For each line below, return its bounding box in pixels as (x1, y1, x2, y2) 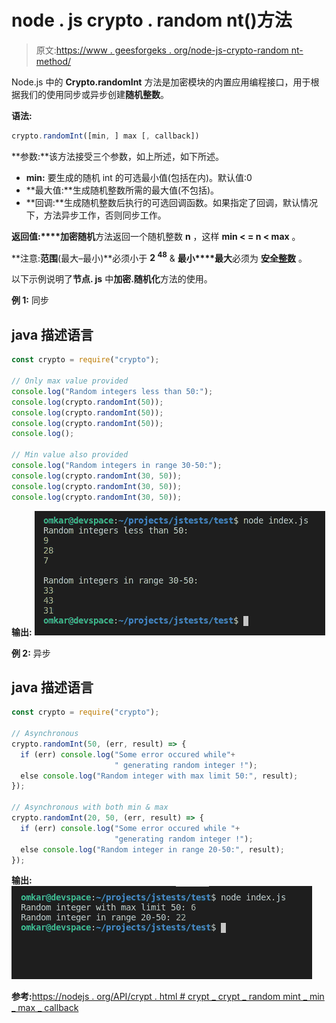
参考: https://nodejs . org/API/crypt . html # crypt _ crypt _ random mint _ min (11, 991, 325, 1003)
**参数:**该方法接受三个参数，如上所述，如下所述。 (11, 150, 225, 162)
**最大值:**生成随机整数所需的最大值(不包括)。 (25, 184, 220, 196)
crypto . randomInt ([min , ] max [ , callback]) (11, 131, 200, 141)
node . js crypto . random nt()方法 (11, 9, 293, 32)
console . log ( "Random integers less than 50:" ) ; (11, 386, 214, 396)
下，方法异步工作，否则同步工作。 (25, 209, 167, 221)
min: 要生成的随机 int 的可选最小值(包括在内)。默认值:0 (25, 171, 253, 183)
